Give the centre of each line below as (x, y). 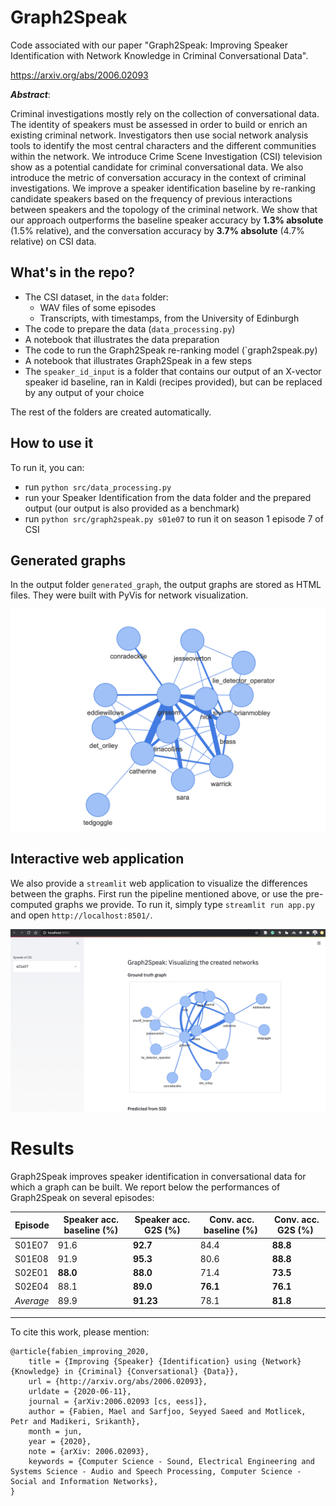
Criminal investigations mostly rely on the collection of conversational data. (165, 113)
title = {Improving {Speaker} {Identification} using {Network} (165, 1362)
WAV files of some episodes (98, 307)
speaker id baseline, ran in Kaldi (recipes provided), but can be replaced (173, 382)
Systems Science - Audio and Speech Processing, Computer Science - (156, 1472)
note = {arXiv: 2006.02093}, (89, 1452)
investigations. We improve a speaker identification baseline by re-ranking (163, 188)
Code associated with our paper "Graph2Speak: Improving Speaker (149, 45)
